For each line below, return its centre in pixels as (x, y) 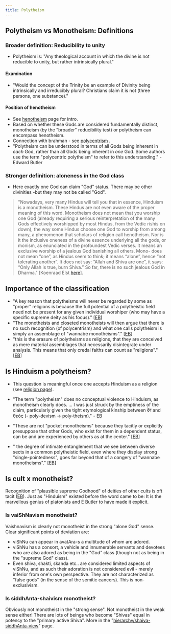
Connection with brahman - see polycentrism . (62, 141)
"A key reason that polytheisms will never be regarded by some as (82, 301)
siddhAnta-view (22, 626)
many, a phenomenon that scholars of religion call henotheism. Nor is (91, 235)
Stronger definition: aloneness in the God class (65, 175)
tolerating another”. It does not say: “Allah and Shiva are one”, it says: (90, 262)
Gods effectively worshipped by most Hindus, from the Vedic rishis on (91, 224)
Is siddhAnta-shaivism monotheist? (51, 598)
